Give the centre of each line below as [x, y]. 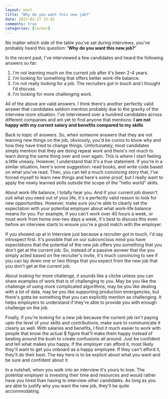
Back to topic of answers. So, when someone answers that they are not [79, 135]
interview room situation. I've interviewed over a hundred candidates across [83, 115]
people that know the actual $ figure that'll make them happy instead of [79, 333]
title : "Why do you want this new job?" [48, 15]
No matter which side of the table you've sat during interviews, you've [78, 43]
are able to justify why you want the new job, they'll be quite [67, 386]
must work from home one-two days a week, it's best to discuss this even [81, 219]
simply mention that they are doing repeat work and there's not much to [79, 151]
